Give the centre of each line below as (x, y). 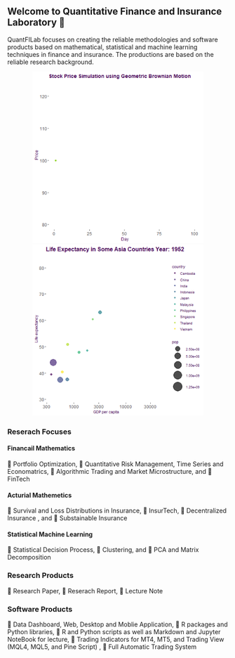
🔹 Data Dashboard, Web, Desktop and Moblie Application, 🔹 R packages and (117, 624)
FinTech (19, 479)
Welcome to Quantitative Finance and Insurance (115, 12)
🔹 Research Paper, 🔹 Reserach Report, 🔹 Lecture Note (85, 591)
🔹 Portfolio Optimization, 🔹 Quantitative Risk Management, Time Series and (115, 464)
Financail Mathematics (41, 449)
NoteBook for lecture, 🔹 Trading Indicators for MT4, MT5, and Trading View (116, 639)
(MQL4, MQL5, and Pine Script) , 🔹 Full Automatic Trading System (102, 647)
